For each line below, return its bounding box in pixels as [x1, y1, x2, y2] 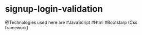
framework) [5, 24, 29, 30]
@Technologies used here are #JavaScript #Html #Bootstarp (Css [5, 19, 138, 25]
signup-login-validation [5, 3, 103, 15]
